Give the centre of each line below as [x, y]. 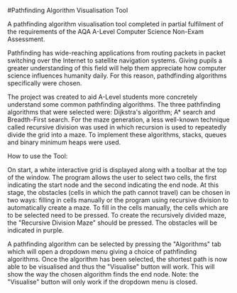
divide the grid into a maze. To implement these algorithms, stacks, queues [117, 135]
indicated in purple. [35, 230]
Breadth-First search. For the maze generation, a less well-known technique [119, 119]
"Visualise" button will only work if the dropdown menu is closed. [103, 282]
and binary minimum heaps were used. [64, 142]
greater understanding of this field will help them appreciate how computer [117, 68]
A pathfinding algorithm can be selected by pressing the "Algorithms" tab [114, 244]
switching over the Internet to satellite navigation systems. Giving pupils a [115, 60]
